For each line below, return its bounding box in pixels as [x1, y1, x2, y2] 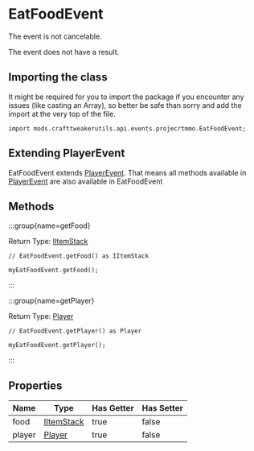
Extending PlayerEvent [8, 147, 125, 160]
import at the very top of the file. [8, 109, 116, 118]
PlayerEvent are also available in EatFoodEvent [8, 176, 163, 186]
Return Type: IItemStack [8, 237, 88, 246]
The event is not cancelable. [8, 31, 102, 41]
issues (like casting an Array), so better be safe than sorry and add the [8, 100, 243, 110]
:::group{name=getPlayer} [8, 296, 95, 306]
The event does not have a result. [8, 47, 119, 56]
